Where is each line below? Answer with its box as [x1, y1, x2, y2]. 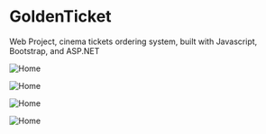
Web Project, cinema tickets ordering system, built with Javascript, [9, 36, 258, 47]
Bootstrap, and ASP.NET [9, 45, 100, 56]
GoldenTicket [9, 6, 112, 27]
